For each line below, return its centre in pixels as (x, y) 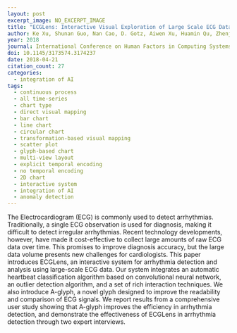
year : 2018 (23, 40)
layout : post (26, 14)
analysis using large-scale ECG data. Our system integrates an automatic (114, 270)
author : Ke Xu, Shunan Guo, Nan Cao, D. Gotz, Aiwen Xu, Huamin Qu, (110, 33)
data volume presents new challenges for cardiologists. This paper (104, 255)
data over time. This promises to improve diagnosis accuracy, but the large (116, 247)
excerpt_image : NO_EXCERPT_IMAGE (56, 20)
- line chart (33, 125)
